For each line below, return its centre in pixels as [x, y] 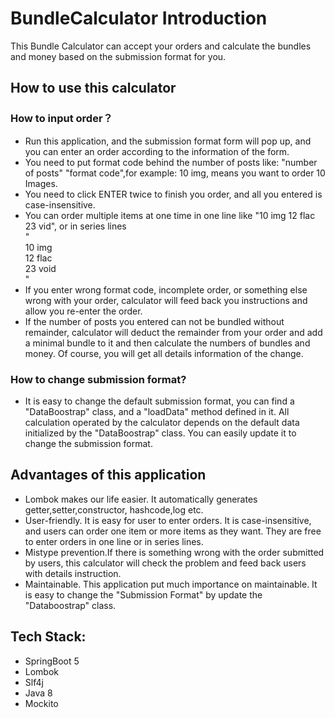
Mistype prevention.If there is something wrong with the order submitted [174, 552]
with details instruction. [73, 573]
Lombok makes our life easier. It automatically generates [141, 499]
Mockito [41, 703]
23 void [40, 268]
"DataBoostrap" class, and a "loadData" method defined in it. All [157, 411]
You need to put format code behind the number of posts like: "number [171, 162]
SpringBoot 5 [52, 661]
